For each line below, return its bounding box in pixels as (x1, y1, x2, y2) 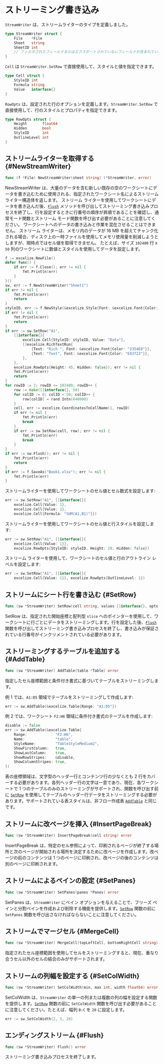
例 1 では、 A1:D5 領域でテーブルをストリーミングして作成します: (5, 694, 134, 700)
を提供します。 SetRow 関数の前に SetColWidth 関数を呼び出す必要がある (5, 1000, 148, 1006)
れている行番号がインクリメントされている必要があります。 (5, 632, 124, 637)
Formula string (14, 82, 45, 87)
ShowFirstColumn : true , (14, 746, 67, 751)
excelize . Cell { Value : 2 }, (14, 507, 67, 512)
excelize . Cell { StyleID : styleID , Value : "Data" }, (22, 338, 125, 342)
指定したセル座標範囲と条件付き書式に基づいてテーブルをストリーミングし (5, 678, 155, 683)
